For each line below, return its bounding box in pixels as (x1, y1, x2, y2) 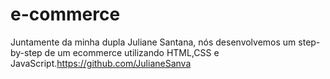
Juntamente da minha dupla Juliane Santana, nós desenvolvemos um (10, 36, 297, 48)
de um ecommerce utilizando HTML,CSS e (44, 46, 220, 58)
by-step (10, 46, 43, 58)
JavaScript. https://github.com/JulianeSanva (10, 57, 192, 69)
